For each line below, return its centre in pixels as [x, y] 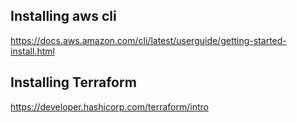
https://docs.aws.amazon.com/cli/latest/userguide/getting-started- [148, 40]
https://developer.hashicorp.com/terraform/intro [109, 106]
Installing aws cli [63, 16]
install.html [32, 51]
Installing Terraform [73, 82]
